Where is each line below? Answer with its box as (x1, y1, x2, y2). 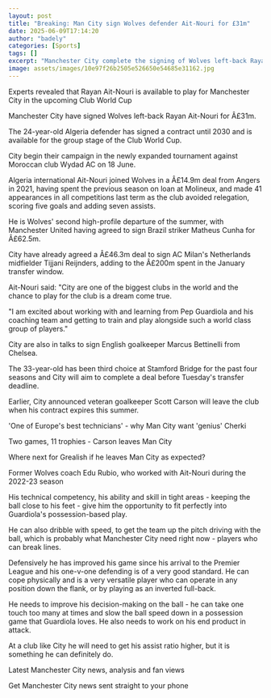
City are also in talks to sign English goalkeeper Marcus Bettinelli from (8, 339, 240, 349)
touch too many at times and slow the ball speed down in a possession (8, 607, 244, 617)
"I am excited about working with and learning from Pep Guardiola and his (8, 307, 254, 316)
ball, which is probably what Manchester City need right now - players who (8, 533, 258, 543)
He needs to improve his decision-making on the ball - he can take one (8, 599, 244, 609)
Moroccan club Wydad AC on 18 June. (8, 159, 136, 169)
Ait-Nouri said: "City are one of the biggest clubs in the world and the (8, 282, 240, 292)
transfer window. (8, 266, 65, 276)
